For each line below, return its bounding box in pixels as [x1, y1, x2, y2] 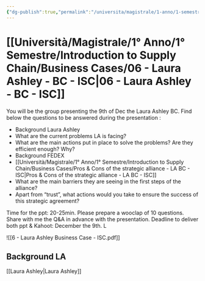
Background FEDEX [15, 151, 65, 159]
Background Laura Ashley [15, 126, 81, 133]
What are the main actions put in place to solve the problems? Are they [15, 139, 193, 146]
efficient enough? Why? [15, 145, 75, 153]
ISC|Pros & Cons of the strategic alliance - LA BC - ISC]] [15, 171, 157, 178]
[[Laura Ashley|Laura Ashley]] [6, 268, 82, 275]
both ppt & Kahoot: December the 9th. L [6, 222, 107, 229]
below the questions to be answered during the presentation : [6, 114, 162, 121]
